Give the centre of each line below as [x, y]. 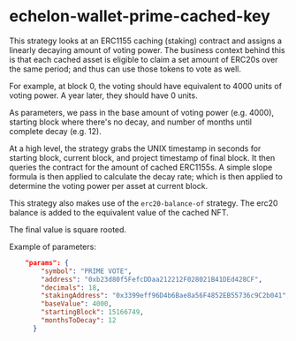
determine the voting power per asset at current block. [109, 186]
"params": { [47, 262]
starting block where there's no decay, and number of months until [130, 122]
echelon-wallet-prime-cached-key [140, 16]
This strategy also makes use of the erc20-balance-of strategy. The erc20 [144, 203]
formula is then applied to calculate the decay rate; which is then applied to [146, 176]
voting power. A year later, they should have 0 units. [103, 95]
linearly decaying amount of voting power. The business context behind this [147, 49]
